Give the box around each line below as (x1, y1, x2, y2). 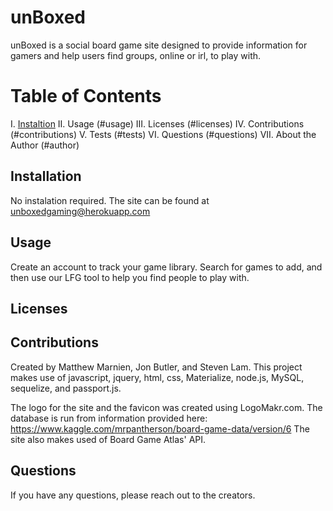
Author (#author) (10, 139, 80, 151)
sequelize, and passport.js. (10, 382, 122, 394)
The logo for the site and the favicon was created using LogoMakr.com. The (10, 401, 323, 413)
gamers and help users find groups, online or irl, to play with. (10, 49, 262, 61)
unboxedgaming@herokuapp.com (10, 205, 151, 217)
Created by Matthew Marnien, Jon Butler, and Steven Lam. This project (10, 361, 303, 373)
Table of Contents (10, 85, 162, 108)
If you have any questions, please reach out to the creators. (10, 489, 256, 501)
